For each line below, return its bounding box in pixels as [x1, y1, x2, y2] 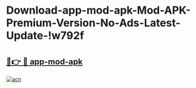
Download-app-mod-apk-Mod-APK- [6, 4, 191, 17]
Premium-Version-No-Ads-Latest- [6, 16, 181, 30]
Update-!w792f [6, 29, 85, 42]
